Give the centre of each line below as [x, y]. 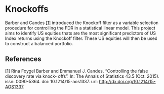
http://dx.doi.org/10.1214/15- [127, 81]
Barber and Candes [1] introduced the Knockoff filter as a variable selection [82, 23]
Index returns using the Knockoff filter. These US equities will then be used [81, 38]
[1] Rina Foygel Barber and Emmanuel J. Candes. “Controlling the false [77, 71]
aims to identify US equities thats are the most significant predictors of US [81, 33]
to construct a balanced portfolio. [39, 43]
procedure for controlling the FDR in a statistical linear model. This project [80, 28]
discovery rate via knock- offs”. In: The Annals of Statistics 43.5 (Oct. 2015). [82, 76]
